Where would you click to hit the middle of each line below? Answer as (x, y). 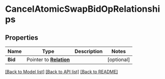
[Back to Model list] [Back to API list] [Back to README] (62, 72)
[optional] (119, 60)
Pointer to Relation (48, 60)
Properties (22, 38)
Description (89, 51)
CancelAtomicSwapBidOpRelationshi (82, 9)
